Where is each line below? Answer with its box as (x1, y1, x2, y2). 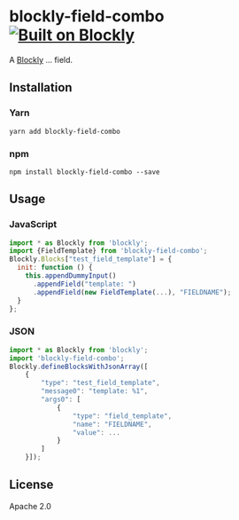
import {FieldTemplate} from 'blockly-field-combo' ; (9, 247, 208, 256)
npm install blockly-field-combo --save (9, 167, 161, 177)
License (9, 477, 54, 492)
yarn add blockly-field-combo (9, 127, 121, 136)
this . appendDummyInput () (25, 272, 117, 280)
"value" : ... (72, 428, 121, 437)
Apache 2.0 (9, 500, 51, 511)
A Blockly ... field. (9, 54, 73, 65)
